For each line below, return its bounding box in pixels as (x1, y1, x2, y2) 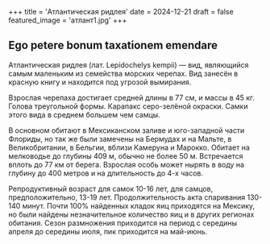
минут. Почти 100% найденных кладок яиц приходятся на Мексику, (22, 201, 255, 210)
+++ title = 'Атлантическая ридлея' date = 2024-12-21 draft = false (8, 7, 234, 16)
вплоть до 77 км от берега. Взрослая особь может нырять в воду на (8, 159, 244, 169)
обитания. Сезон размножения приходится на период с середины (8, 217, 238, 228)
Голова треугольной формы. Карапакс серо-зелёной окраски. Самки (8, 101, 248, 111)
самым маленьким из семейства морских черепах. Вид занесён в (8, 68, 239, 78)
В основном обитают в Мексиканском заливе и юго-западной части (8, 125, 245, 135)
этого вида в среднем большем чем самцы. (8, 110, 161, 119)
